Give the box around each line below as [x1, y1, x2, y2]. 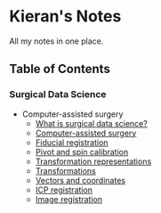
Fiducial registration [35, 136, 109, 148]
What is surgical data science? [35, 118, 149, 128]
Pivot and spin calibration [35, 146, 129, 157]
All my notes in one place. [9, 36, 104, 46]
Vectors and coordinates [35, 175, 126, 185]
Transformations [35, 165, 96, 176]
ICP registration [35, 184, 93, 195]
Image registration [35, 193, 103, 204]
